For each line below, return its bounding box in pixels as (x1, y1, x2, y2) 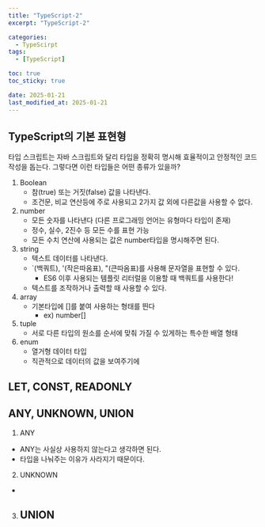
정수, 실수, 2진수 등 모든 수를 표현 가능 (31, 226, 150, 235)
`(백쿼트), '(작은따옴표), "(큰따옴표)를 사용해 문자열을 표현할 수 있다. (31, 263, 240, 273)
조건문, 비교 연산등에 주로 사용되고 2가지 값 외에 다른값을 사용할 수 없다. (31, 197, 253, 207)
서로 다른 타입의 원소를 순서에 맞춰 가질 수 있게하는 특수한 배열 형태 (31, 328, 239, 338)
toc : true (8, 70, 41, 78)
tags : (8, 48, 26, 56)
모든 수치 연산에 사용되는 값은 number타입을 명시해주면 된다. (31, 235, 220, 245)
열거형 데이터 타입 (31, 347, 87, 356)
